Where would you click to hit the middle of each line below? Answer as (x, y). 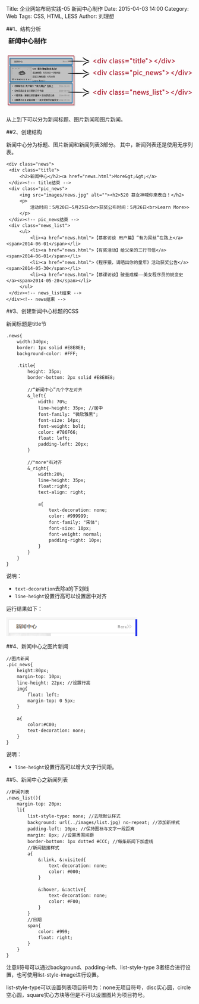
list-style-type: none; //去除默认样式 (74, 816)
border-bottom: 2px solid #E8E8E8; (72, 377)
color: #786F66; (58, 432)
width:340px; (33, 341)
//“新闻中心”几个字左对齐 (55, 390)
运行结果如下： (24, 608)
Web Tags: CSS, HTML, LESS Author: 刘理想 (60, 16)
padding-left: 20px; (63, 444)
